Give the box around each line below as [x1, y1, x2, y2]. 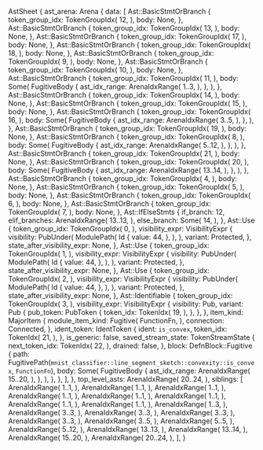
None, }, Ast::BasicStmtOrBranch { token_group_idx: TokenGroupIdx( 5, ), [8, 183, 245, 191]
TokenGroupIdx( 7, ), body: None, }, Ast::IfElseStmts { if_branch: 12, [8, 208, 225, 216]
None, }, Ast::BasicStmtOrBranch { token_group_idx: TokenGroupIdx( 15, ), [8, 98, 248, 108]
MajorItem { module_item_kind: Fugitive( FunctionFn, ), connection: [8, 316, 225, 325]
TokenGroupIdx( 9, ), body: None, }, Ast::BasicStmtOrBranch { [8, 57, 208, 66]
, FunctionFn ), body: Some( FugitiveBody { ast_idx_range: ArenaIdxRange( [11, 366, 250, 375]
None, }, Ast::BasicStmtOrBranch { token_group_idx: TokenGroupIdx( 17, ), [8, 31, 247, 41]
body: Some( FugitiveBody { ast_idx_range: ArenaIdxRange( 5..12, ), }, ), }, [8, 141, 247, 149]
